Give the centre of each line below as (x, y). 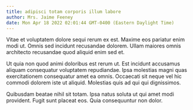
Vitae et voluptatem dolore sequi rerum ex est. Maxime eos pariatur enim (96, 40)
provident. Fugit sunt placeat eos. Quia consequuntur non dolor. (84, 100)
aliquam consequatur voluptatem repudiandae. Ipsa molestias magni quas (97, 70)
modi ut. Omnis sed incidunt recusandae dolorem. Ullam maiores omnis (94, 46)
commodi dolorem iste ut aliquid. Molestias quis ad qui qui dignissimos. (94, 83)
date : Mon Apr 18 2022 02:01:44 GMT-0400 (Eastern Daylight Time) (90, 23)
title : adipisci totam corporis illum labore (63, 12)
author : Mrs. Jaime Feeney (40, 17)
